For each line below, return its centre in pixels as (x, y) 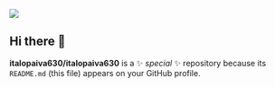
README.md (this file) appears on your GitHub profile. (105, 73)
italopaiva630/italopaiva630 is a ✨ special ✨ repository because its (138, 63)
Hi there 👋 (38, 42)
